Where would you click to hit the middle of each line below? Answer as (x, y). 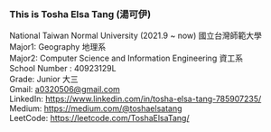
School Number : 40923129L (63, 69)
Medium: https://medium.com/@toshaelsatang (96, 108)
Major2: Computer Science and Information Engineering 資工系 (126, 58)
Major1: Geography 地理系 (58, 47)
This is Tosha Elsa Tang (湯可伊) (80, 14)
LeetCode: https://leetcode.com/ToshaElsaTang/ (99, 118)
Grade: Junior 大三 (44, 80)
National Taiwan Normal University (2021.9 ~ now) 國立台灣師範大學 (135, 36)
